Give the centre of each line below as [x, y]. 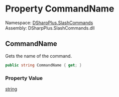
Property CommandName [60, 9]
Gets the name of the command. [38, 56]
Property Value [24, 78]
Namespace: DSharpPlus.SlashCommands [49, 23]
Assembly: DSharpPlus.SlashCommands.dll [50, 28]
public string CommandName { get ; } [43, 65]
